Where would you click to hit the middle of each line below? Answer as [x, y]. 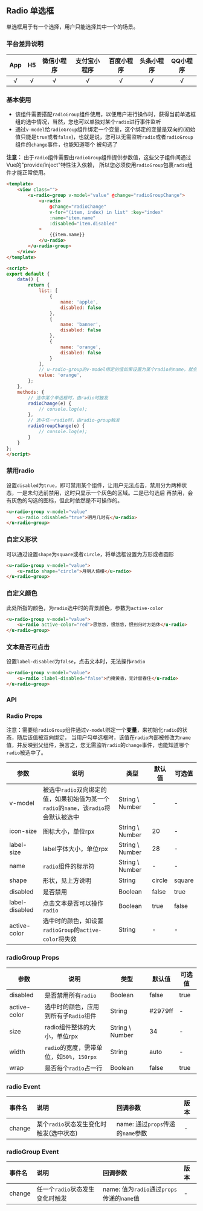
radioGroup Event [33, 1152]
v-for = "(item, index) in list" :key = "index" [106, 212]
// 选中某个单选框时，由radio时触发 [68, 398]
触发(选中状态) [57, 1133]
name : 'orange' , [81, 347]
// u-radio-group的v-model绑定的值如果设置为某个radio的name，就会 [118, 370]
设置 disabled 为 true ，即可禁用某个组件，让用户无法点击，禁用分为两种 [94, 485]
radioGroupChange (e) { [56, 426]
